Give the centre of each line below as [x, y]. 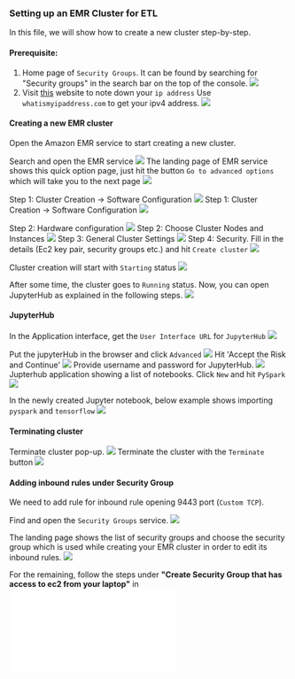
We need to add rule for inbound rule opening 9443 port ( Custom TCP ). [136, 502]
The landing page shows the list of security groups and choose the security [147, 537]
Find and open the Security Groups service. [89, 521]
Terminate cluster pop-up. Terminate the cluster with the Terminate [137, 452]
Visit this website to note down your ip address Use [116, 92]
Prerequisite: [34, 52]
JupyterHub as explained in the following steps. [96, 295]
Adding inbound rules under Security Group [92, 482]
